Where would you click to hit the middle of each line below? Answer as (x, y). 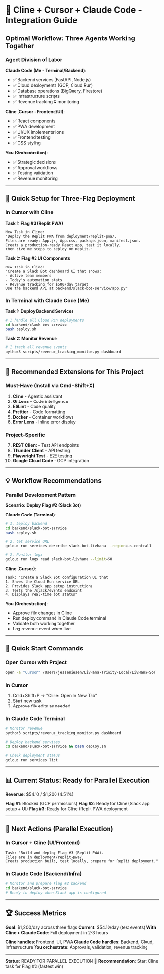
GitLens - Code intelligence (40, 401)
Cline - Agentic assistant (37, 396)
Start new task (27, 701)
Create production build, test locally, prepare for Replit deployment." (82, 861)
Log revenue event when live (42, 629)
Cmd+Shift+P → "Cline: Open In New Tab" (55, 695)
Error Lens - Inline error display (44, 422)
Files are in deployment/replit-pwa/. (45, 857)
